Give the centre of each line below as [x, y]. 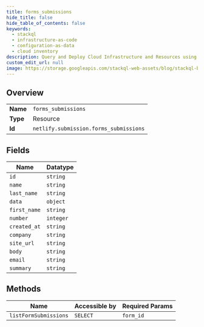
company [20, 235]
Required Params [148, 306]
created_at [25, 227]
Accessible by [95, 306]
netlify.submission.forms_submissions [89, 129]
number [19, 218]
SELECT [84, 315]
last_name [23, 193]
